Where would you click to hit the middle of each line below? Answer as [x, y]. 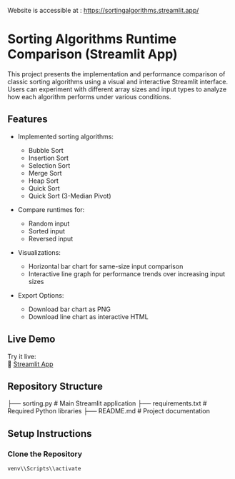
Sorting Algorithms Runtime [92, 39]
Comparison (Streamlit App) [92, 55]
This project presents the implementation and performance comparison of [116, 74]
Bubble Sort [46, 150]
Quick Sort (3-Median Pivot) [70, 196]
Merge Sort [45, 173]
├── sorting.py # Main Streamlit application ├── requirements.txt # [107, 403]
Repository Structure [55, 386]
